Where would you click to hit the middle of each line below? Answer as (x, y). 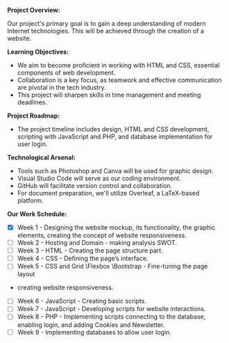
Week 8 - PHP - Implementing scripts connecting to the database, (111, 317)
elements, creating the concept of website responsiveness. (102, 235)
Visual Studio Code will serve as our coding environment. (99, 178)
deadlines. (32, 102)
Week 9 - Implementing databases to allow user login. (94, 332)
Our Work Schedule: (37, 214)
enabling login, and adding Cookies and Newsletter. (91, 325)
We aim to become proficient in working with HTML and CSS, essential (118, 65)
